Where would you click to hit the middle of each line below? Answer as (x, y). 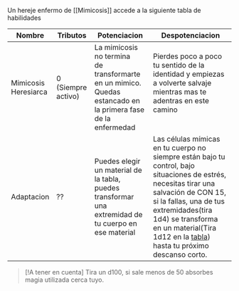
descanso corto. (180, 254)
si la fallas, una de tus (189, 201)
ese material (115, 232)
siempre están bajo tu (189, 157)
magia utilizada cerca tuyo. (64, 280)
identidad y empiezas (188, 74)
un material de (118, 170)
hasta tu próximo (181, 246)
